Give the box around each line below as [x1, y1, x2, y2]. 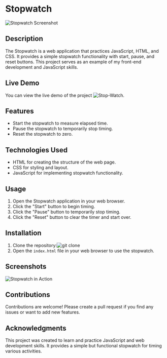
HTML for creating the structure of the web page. [12, 159, 116, 165]
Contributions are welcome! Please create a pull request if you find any [5, 304, 154, 310]
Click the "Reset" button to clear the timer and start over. [12, 214, 131, 220]
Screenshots [5, 262, 47, 271]
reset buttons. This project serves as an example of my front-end [5, 59, 142, 65]
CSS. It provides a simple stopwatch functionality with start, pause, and [5, 53, 155, 59]
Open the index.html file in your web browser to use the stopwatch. [12, 248, 155, 254]
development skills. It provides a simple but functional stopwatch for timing [5, 343, 162, 349]
